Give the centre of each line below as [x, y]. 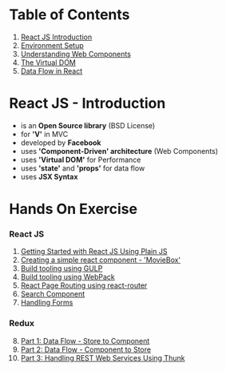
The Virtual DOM [48, 63]
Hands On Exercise [73, 209]
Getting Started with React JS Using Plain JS [94, 252]
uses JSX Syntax [49, 176]
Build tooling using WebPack [67, 277]
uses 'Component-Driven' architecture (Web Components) [119, 151]
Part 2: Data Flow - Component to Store [85, 349]
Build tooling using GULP [61, 268]
